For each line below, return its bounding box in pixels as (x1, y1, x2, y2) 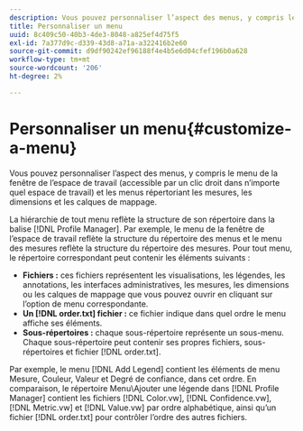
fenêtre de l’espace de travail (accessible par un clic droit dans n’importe (9, 177, 280, 188)
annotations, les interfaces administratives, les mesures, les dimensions (22, 279, 289, 289)
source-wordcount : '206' (9, 64, 103, 73)
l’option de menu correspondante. (22, 298, 149, 309)
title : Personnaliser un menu (9, 22, 124, 31)
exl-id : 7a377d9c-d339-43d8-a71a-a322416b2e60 (9, 38, 188, 48)
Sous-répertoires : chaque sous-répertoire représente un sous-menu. (22, 326, 284, 338)
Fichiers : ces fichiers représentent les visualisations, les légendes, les (22, 270, 286, 280)
